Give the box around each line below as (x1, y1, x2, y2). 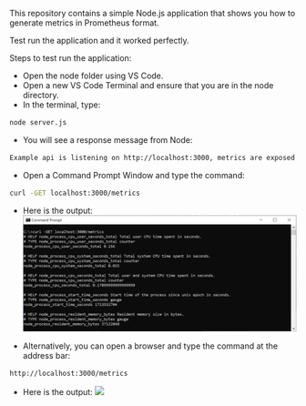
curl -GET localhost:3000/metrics (9, 188, 141, 198)
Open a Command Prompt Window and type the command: (22, 169, 245, 180)
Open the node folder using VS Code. (22, 70, 164, 81)
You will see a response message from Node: (22, 134, 193, 145)
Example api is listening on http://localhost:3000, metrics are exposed (9, 153, 296, 162)
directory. (22, 90, 59, 100)
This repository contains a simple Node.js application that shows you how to (9, 8, 296, 18)
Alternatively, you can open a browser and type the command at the (22, 340, 279, 351)
